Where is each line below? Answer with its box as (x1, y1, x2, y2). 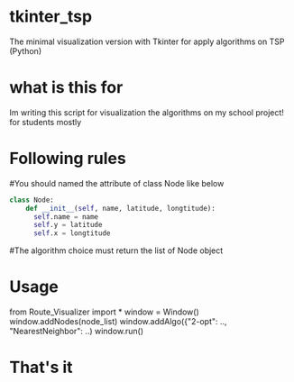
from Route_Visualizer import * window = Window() (9, 306, 200, 317)
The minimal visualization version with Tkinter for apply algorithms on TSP (9, 36, 285, 47)
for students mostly (9, 116, 82, 127)
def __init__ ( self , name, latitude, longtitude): (25, 204, 216, 213)
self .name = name (32, 212, 99, 222)
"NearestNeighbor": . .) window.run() (9, 326, 144, 337)
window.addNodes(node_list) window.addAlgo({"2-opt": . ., (9, 316, 227, 327)
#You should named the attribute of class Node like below (9, 177, 225, 188)
